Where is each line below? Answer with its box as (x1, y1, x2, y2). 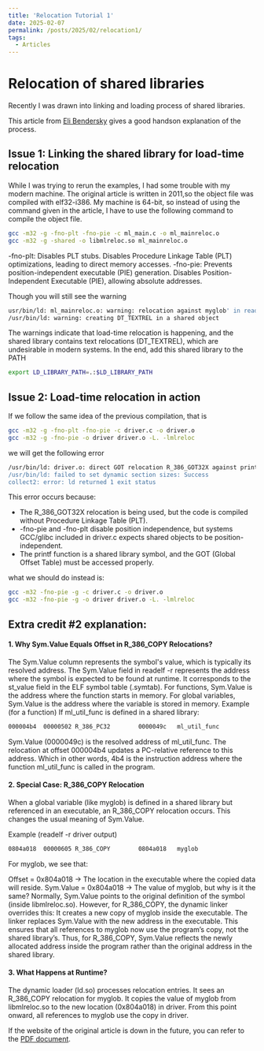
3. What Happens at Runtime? (8, 967, 108, 978)
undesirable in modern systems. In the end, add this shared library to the (8, 345, 244, 355)
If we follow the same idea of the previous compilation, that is (8, 412, 207, 421)
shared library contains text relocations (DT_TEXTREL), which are (8, 337, 218, 346)
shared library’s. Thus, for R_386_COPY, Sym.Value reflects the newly (8, 933, 233, 942)
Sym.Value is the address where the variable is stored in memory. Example (8, 699, 250, 708)
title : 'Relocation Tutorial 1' (8, 11, 114, 20)
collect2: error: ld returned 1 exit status (8, 478, 156, 486)
